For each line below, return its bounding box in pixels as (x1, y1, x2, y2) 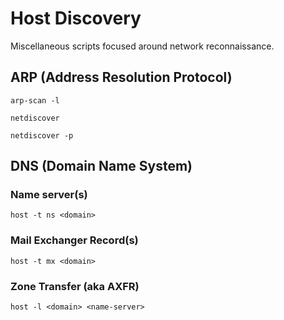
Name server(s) (10, 188, 88, 202)
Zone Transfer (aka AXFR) (10, 279, 140, 293)
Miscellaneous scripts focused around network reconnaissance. (10, 40, 275, 52)
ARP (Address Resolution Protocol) (10, 69, 233, 86)
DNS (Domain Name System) (10, 158, 193, 175)
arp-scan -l (10, 95, 60, 106)
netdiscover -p (10, 130, 74, 141)
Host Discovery (10, 7, 142, 30)
